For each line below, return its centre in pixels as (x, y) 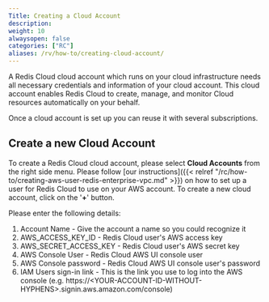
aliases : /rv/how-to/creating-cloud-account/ (86, 53)
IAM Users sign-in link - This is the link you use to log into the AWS (131, 271)
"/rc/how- (231, 172)
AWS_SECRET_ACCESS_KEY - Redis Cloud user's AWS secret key (130, 246)
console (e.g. (42, 280)
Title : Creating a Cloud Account (65, 16)
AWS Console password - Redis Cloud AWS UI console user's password (140, 263)
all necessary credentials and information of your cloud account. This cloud (134, 85)
